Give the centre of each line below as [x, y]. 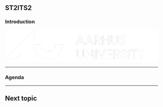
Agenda [15, 77]
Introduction [20, 22]
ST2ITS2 [18, 8]
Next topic [21, 98]
